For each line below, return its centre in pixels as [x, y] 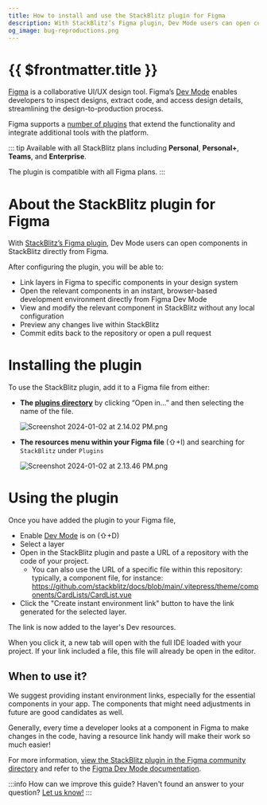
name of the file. [46, 412]
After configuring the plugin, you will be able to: [86, 267]
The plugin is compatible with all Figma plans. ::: [87, 172]
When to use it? [48, 676]
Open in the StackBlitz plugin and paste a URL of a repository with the [134, 553]
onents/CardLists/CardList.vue [82, 595]
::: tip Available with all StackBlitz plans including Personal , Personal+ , [124, 148]
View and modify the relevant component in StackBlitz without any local [137, 308]
